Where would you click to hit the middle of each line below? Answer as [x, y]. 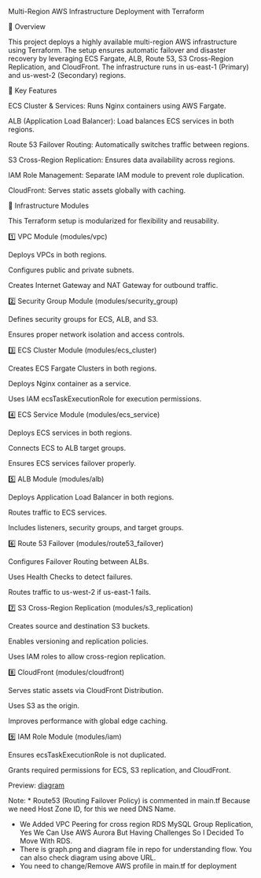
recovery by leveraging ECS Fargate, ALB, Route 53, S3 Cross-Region [121, 59]
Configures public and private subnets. [71, 270]
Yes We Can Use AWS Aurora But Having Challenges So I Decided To [132, 832]
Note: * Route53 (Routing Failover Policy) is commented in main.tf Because [129, 801]
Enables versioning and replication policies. [79, 641]
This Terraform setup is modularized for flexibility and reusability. [114, 221]
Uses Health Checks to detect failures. [71, 577]
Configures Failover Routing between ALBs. [79, 561]
